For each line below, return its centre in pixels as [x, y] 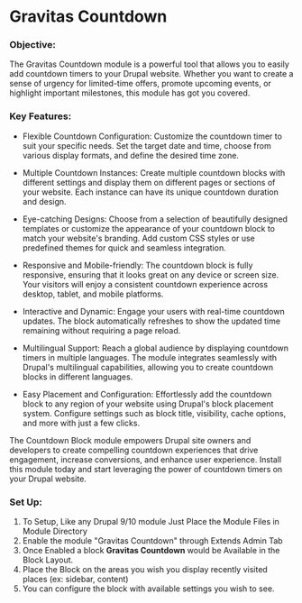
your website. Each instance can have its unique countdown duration [151, 192]
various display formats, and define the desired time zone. [130, 155]
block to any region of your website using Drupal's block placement [148, 404]
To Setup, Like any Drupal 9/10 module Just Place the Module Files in [151, 522]
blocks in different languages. [78, 377]
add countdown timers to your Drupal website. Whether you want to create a [151, 74]
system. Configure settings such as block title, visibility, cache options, [154, 413]
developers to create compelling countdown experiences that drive [134, 450]
